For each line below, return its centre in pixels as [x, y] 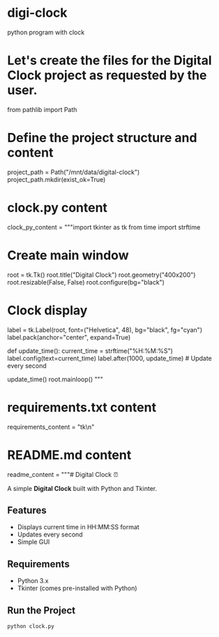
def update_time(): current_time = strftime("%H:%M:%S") [90, 350]
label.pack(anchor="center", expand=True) [69, 337]
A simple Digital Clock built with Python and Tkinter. [82, 488]
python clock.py [31, 626]
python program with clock [46, 32]
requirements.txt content [82, 407]
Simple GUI [33, 542]
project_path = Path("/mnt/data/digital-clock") [74, 172]
